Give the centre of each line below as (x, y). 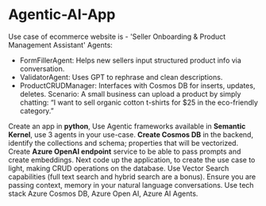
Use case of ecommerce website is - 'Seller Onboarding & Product (117, 36)
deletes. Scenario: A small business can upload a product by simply (130, 93)
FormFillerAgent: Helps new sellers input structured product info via (131, 60)
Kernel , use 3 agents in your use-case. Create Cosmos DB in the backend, (131, 134)
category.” (37, 111)
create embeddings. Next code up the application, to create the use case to (132, 159)
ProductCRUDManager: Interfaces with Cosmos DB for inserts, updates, (137, 86)
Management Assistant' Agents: (60, 44)
